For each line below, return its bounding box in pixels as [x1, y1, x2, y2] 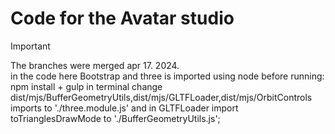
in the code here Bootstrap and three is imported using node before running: [10, 70, 325, 82]
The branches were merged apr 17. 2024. [10, 59, 180, 71]
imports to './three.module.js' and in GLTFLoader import [10, 102, 239, 114]
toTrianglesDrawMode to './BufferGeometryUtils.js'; [10, 112, 221, 124]
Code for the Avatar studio [10, 7, 235, 30]
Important [10, 40, 51, 52]
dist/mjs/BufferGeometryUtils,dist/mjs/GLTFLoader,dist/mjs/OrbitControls [10, 91, 313, 103]
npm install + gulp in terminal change [10, 80, 163, 92]
